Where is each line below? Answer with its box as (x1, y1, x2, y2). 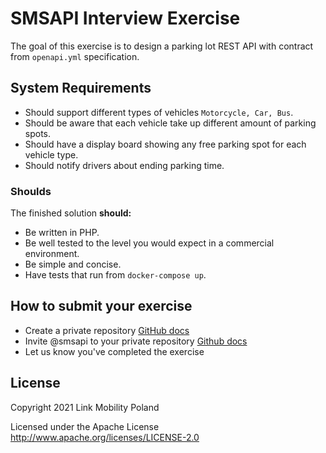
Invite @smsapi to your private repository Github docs (24, 335, 248, 347)
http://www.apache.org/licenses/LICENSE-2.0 (10, 431, 200, 443)
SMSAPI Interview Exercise (10, 7, 241, 30)
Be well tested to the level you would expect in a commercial (24, 237, 275, 249)
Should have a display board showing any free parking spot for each (24, 138, 307, 150)
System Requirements (10, 80, 152, 97)
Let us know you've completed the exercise (24, 345, 205, 357)
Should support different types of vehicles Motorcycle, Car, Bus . (24, 106, 294, 118)
